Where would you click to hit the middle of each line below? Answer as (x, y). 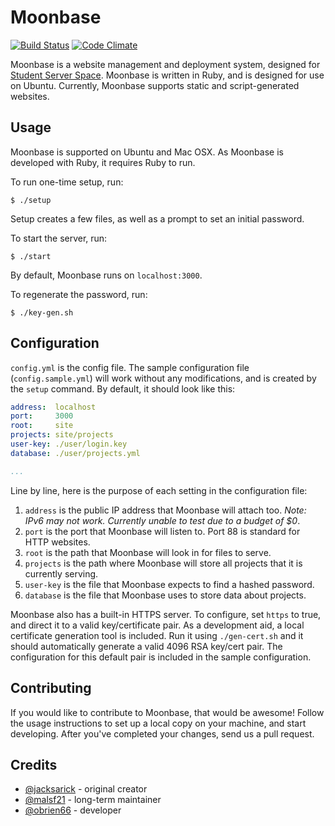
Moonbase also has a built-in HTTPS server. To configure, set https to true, (166, 614)
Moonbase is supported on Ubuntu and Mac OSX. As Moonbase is (147, 152)
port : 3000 (42, 416)
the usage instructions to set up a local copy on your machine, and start (158, 723)
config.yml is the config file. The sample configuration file (130, 367)
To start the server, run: (59, 238)
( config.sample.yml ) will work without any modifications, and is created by (163, 378)
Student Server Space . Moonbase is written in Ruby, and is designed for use (167, 75)
